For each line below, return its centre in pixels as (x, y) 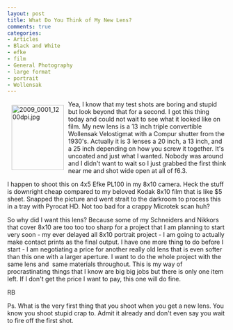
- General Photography (40, 65)
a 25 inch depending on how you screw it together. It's (146, 149)
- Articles (23, 40)
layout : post (26, 14)
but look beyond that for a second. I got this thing (139, 112)
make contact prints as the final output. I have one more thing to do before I (115, 242)
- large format (29, 72)
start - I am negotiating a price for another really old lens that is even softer (115, 249)
